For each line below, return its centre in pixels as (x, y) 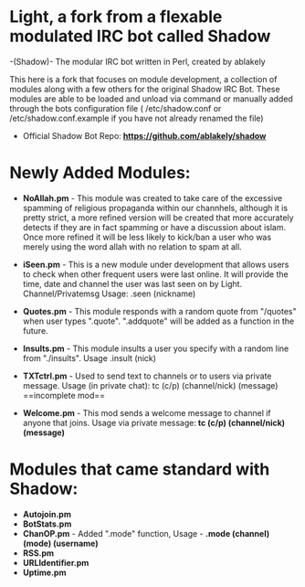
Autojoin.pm (47, 514)
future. (35, 330)
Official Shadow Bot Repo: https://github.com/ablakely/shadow (144, 135)
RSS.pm (38, 553)
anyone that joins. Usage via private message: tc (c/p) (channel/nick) (154, 422)
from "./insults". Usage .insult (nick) (89, 358)
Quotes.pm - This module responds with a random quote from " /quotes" (159, 311)
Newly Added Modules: (100, 173)
